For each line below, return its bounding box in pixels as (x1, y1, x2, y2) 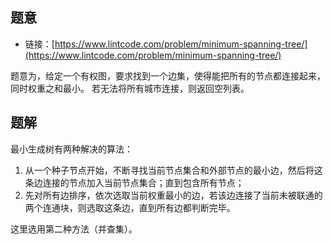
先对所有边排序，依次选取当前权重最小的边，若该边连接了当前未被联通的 (24, 189, 323, 201)
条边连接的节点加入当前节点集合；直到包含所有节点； (24, 176, 245, 188)
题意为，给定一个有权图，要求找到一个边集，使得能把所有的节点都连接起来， (10, 69, 326, 82)
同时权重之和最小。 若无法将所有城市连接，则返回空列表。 (10, 82, 250, 94)
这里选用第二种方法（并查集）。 (10, 223, 138, 235)
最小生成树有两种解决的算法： (10, 143, 133, 155)
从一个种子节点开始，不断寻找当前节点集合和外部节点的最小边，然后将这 (24, 164, 323, 176)
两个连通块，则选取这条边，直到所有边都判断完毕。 (24, 201, 236, 213)
